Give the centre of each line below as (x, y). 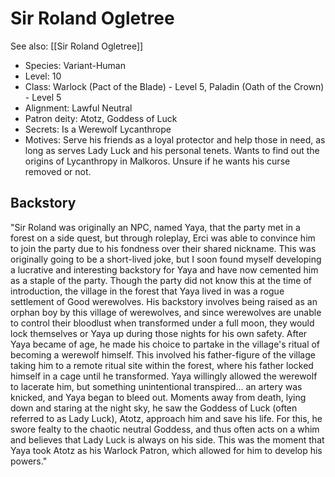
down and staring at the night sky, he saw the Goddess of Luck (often (154, 408)
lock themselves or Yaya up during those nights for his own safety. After (159, 333)
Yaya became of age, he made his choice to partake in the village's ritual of (165, 344)
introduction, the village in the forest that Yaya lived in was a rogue (147, 291)
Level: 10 (43, 76)
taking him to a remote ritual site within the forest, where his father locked (162, 365)
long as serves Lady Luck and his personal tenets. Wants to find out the (172, 150)
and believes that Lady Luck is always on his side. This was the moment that (167, 439)
